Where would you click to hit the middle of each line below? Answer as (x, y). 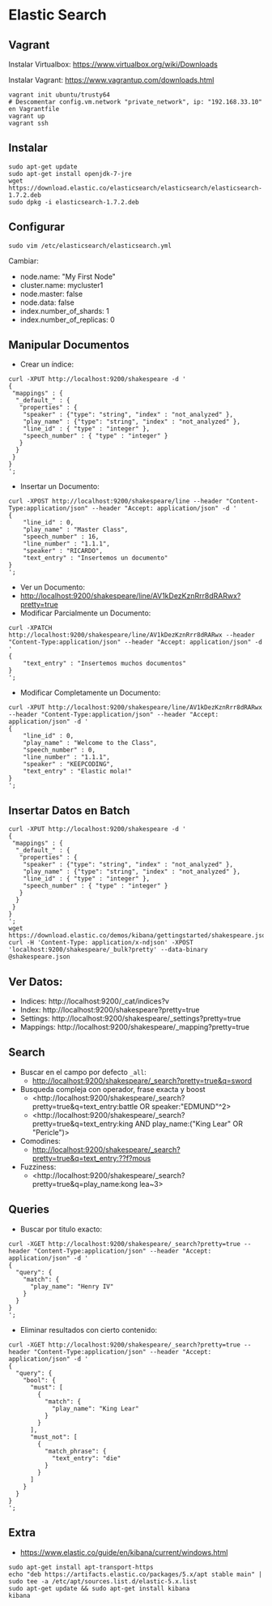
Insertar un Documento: (59, 486)
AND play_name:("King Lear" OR (189, 1124)
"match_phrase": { (75, 1451)
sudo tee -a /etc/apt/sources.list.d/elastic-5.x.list (103, 1581)
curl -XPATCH (30, 628)
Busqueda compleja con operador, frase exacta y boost (113, 1089)
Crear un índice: (47, 364)
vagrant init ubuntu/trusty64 (59, 95)
